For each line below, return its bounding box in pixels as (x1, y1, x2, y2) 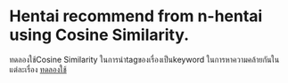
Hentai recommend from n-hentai (9, 6, 263, 26)
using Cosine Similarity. (9, 25, 190, 45)
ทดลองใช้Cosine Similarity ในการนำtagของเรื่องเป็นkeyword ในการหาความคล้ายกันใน (9, 54, 280, 64)
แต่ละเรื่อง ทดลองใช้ (9, 64, 67, 74)
